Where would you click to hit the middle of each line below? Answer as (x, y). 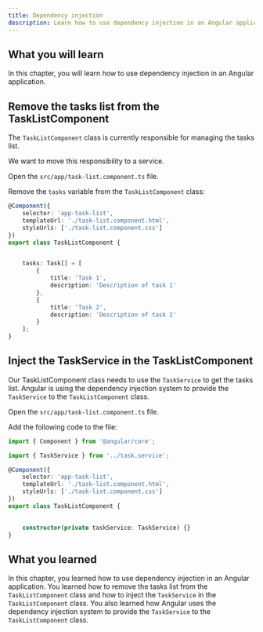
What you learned (53, 559)
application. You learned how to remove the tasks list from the (108, 586)
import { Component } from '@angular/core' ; (82, 441)
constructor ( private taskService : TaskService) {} (106, 528)
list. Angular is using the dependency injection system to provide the (119, 388)
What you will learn (56, 55)
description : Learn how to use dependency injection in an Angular (121, 23)
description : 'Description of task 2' (113, 315)
